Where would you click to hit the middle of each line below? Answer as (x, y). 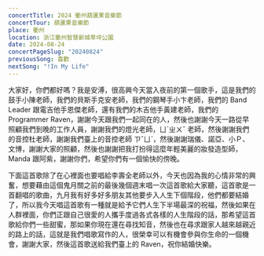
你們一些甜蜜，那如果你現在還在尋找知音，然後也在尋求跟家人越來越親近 (139, 224)
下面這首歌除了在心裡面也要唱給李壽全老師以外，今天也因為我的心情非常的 (128, 175)
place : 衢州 (26, 30)
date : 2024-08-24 (37, 45)
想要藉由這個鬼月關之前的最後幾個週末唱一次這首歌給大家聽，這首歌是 (135, 185)
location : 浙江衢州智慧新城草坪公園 (61, 37)
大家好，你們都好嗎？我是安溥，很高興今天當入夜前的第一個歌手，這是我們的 (132, 90)
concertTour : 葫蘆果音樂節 (49, 23)
